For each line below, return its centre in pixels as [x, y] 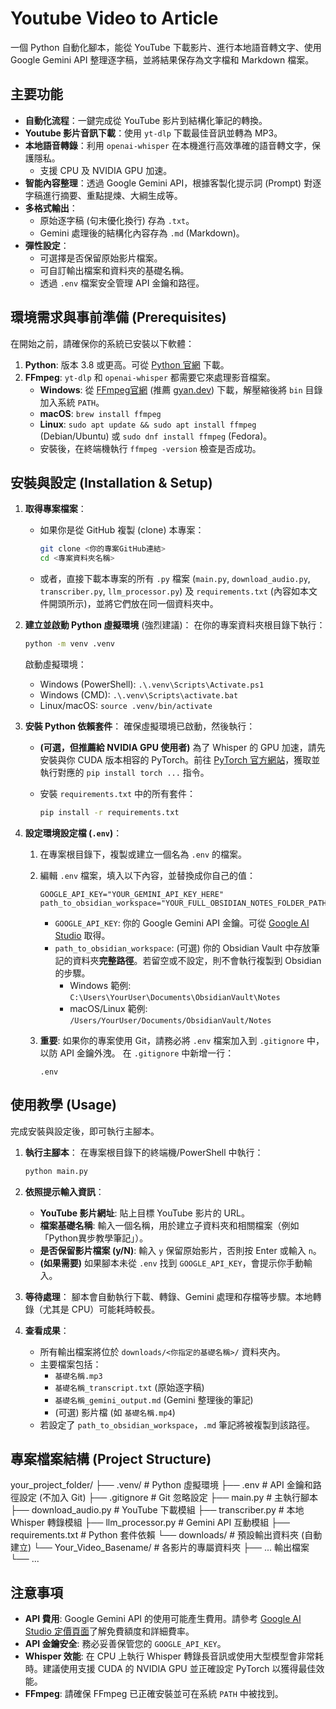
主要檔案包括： [70, 1364]
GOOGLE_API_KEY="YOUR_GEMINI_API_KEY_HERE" [132, 894]
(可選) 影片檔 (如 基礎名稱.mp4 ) [115, 1412]
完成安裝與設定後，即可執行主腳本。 [85, 1131]
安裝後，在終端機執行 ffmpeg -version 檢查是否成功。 [150, 448]
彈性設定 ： [47, 245]
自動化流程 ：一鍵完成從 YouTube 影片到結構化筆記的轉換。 [146, 120]
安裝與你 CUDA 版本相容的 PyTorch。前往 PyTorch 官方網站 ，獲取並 [180, 760]
